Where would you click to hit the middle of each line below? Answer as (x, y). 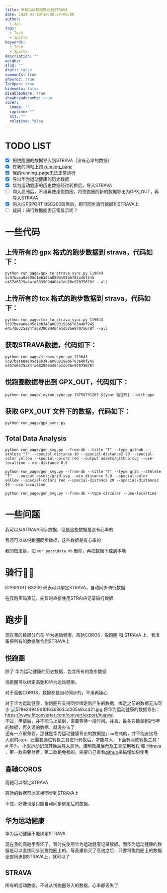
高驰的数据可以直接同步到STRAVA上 (42, 793)
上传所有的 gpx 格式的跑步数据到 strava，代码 (76, 252)
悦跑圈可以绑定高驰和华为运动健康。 (42, 682)
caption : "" (22, 112)
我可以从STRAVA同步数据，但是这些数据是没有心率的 (59, 530)
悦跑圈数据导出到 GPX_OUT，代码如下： (67, 382)
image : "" (20, 107)
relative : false (26, 121)
